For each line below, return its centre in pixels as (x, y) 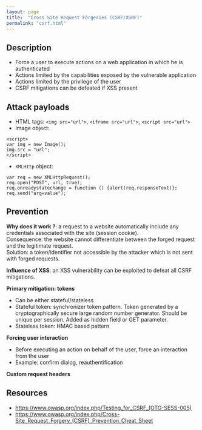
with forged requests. (33, 259)
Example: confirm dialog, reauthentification (69, 362)
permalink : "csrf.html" (36, 23)
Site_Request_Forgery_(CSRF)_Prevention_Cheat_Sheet (84, 420)
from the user (32, 356)
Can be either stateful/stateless (54, 300)
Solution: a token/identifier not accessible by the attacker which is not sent (99, 252)
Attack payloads (38, 107)
